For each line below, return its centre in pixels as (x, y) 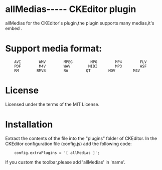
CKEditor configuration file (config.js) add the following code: (68, 143)
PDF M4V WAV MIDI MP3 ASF (80, 66)
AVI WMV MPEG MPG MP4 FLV (80, 62)
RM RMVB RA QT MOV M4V (77, 70)
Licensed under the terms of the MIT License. (52, 104)
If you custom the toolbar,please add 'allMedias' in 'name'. (65, 162)
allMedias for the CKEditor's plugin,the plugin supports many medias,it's (80, 23)
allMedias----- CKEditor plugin (71, 9)
